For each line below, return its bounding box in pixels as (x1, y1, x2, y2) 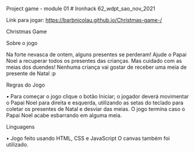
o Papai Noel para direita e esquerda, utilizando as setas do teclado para (6, 99, 184, 106)
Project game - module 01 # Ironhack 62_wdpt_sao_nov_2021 (6, 5, 155, 12)
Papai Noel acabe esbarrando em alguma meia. (6, 112, 122, 119)
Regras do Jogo (6, 81, 46, 88)
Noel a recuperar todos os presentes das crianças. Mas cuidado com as (6, 58, 182, 64)
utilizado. (6, 141, 28, 148)
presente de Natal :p (6, 70, 56, 76)
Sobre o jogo (6, 40, 38, 46)
